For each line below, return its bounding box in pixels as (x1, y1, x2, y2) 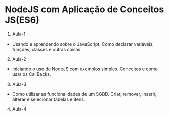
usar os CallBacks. (12, 71, 51, 77)
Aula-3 (12, 81, 26, 87)
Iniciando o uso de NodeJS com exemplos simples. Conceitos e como (12, 66, 158, 72)
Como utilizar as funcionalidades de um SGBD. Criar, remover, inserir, (12, 91, 157, 97)
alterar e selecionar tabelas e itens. (12, 96, 86, 102)
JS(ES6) (5, 14, 40, 26)
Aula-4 (12, 106, 27, 112)
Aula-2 (12, 56, 26, 62)
